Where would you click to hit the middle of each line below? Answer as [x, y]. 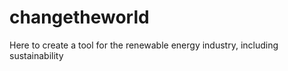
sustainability [36, 55]
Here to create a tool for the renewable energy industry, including [144, 45]
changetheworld [79, 17]
